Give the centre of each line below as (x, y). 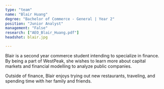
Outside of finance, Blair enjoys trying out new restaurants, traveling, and (80, 76)
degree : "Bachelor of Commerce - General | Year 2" (60, 19)
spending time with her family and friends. (49, 81)
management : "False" (27, 28)
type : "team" (19, 10)
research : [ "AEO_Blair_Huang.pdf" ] (42, 33)
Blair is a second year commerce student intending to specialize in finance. (82, 55)
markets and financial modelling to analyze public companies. (69, 66)
